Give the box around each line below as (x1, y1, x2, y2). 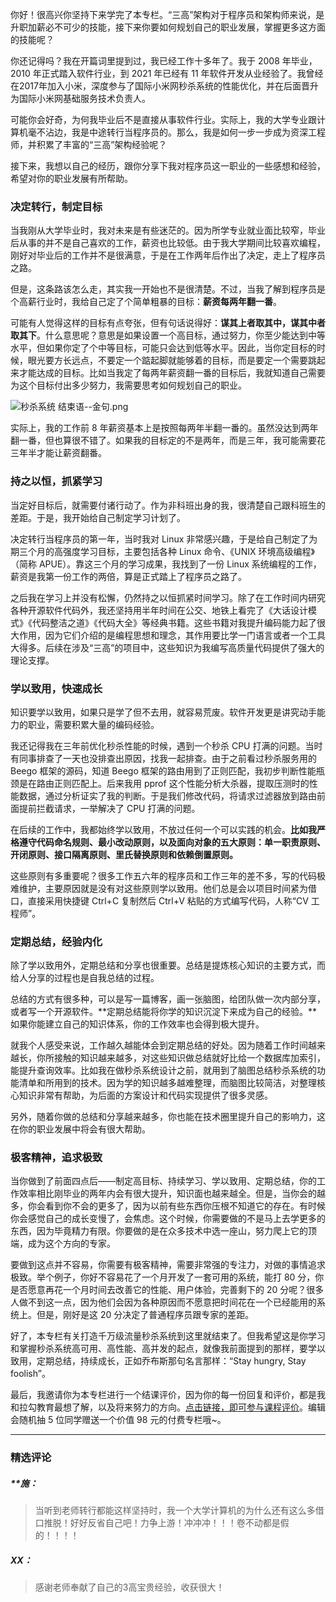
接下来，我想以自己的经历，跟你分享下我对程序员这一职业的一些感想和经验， (10, 160, 326, 172)
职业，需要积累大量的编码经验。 (27, 718, 160, 730)
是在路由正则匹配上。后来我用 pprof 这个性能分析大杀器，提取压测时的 (18, 777, 310, 789)
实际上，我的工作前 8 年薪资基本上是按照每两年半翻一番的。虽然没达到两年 (10, 422, 319, 434)
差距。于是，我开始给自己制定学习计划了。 (10, 511, 186, 523)
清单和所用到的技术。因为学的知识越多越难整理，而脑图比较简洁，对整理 (18, 1077, 317, 1089)
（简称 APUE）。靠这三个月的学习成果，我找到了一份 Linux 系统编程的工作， (10, 558, 322, 570)
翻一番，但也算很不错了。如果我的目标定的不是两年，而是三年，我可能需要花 (10, 434, 326, 447)
